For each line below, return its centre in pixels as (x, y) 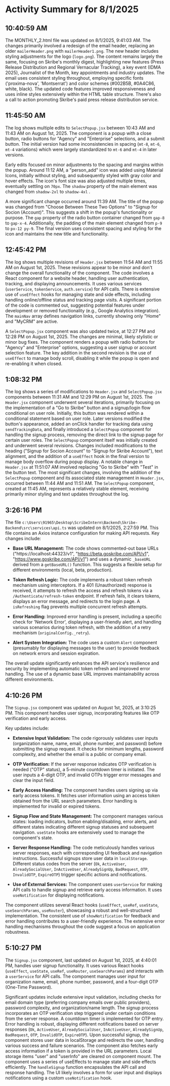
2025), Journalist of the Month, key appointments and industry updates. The (85, 73)
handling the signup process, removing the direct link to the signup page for (84, 435)
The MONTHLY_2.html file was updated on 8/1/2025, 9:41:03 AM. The (78, 40)
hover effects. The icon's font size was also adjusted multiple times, (76, 181)
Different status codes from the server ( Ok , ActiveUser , (69, 864)
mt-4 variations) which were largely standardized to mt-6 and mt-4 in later (81, 149)
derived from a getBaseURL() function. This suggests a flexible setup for (87, 565)
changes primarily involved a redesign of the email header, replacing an (80, 46)
